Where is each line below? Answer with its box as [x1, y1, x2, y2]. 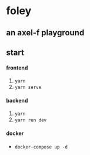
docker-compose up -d [14, 144, 68, 150]
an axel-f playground [6, 28, 85, 38]
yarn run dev [14, 117, 47, 123]
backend [6, 97, 28, 104]
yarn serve [14, 84, 42, 91]
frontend [6, 64, 28, 71]
